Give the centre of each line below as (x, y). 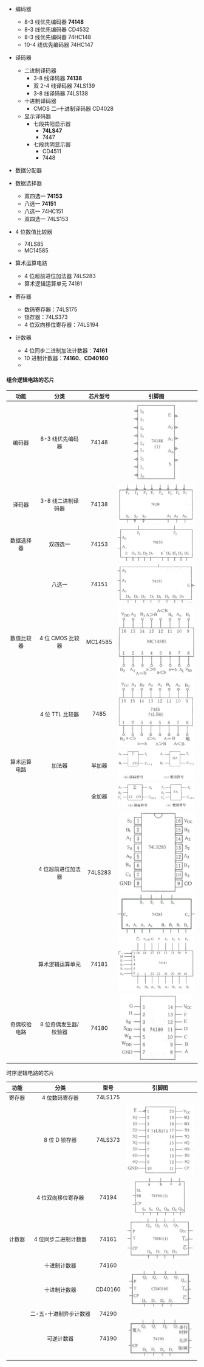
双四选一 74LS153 (46, 219)
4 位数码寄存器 (60, 1097)
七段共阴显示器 (52, 144)
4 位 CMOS (53, 638)
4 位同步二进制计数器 (60, 1239)
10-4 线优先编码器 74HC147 (59, 45)
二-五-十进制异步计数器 (60, 1314)
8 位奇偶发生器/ (59, 1024)
